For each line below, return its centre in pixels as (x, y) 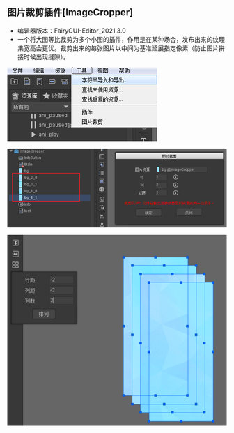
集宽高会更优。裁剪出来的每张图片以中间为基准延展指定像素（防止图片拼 (121, 48)
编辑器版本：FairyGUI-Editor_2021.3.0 (72, 31)
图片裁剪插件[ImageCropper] (70, 13)
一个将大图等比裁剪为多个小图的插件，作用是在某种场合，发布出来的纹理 (121, 39)
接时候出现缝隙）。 (43, 56)
